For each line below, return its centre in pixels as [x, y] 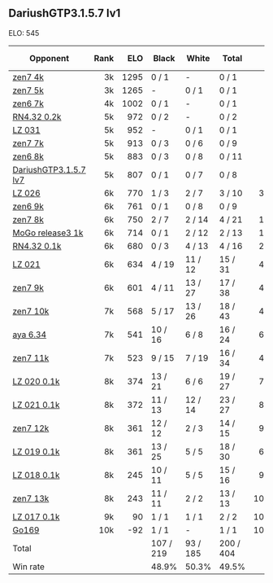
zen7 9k [28, 287]
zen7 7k [28, 143]
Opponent [49, 58]
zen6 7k [28, 103]
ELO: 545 [24, 33]
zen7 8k [28, 219]
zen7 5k [28, 90]
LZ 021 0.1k [36, 405]
